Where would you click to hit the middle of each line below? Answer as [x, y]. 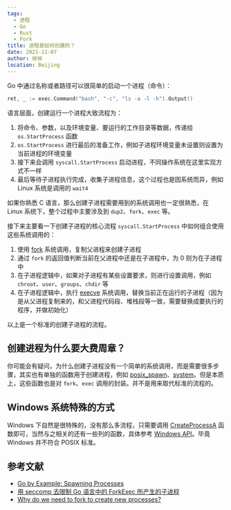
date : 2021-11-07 [32, 53]
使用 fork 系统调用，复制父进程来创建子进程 [79, 249]
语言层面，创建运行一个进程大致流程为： [65, 113]
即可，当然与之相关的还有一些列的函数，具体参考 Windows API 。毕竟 [112, 434]
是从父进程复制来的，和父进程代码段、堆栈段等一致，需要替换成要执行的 [120, 301]
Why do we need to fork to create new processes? [89, 499]
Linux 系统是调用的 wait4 [53, 188]
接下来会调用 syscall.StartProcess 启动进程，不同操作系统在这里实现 [117, 162]
